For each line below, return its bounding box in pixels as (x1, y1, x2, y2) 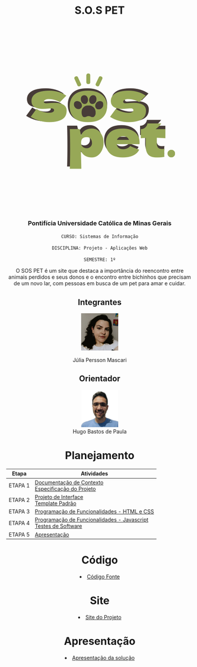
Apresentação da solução (72, 654, 135, 661)
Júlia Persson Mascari (72, 357, 127, 364)
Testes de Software (34, 522, 82, 530)
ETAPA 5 (8, 531, 30, 538)
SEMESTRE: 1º (84, 257, 116, 263)
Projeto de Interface (34, 493, 84, 500)
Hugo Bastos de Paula (72, 428, 127, 435)
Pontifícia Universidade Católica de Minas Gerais (27, 219, 172, 227)
